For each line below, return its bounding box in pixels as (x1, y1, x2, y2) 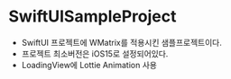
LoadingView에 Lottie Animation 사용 (21, 59, 157, 70)
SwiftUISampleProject (8, 6, 177, 27)
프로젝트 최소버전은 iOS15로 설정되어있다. (21, 48, 169, 59)
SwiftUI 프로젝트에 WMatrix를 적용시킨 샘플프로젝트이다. (21, 37, 223, 48)
